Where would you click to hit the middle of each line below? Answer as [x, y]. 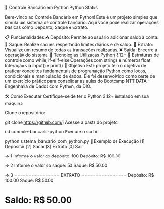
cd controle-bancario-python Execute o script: [52, 132]
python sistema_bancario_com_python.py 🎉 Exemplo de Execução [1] [75, 141]
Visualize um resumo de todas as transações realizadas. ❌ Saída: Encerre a [81, 50]
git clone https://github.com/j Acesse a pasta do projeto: [62, 122]
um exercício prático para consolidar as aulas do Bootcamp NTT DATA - [78, 81]
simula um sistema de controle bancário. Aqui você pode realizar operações [82, 22]
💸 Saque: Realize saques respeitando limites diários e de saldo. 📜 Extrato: [79, 44]
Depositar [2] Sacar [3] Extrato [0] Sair [44, 146]
